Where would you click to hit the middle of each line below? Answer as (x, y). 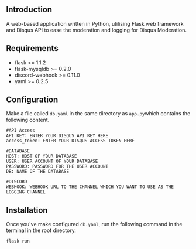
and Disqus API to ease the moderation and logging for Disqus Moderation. (97, 30)
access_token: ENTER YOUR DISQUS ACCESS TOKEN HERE (70, 141)
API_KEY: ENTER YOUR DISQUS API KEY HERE (57, 136)
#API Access (20, 131)
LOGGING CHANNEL (26, 192)
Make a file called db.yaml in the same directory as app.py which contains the (98, 114)
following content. (28, 120)
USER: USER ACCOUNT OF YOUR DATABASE (52, 161)
